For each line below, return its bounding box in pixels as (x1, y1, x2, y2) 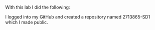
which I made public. (5, 19, 49, 25)
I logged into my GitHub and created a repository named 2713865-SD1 (5, 14, 150, 19)
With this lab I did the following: (5, 4, 70, 10)
